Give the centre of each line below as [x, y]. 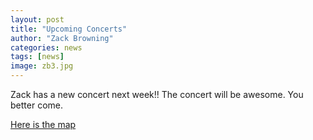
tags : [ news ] [37, 57]
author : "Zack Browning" [62, 38]
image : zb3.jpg [42, 66]
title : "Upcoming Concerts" [69, 29]
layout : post [37, 19]
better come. [36, 105]
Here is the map [43, 124]
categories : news [46, 47]
